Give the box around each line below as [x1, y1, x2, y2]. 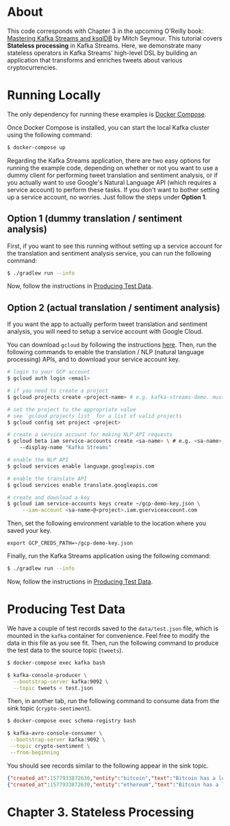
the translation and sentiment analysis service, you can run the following [7, 249, 212, 257]
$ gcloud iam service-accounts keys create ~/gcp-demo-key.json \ [7, 501, 201, 507]
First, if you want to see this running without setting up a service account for [7, 242, 222, 250]
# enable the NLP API [7, 457, 69, 463]
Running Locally [7, 87, 101, 103]
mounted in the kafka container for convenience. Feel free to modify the [7, 631, 210, 639]
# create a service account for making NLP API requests [7, 431, 173, 438]
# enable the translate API [7, 475, 88, 482]
